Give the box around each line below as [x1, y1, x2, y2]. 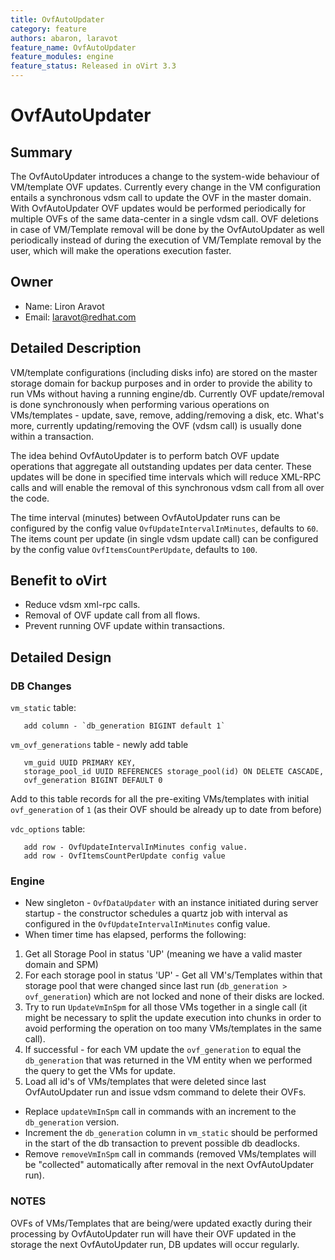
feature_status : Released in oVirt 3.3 [10, 61, 177, 71]
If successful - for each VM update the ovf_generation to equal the [24, 1044, 302, 1056]
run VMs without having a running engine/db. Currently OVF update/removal [10, 387, 325, 400]
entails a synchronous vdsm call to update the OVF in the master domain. [10, 192, 312, 203]
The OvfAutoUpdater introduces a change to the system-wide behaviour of [10, 171, 320, 182]
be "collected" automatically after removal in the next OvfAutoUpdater [24, 1159, 315, 1171]
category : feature [10, 24, 87, 34]
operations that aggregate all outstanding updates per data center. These [10, 460, 312, 472]
